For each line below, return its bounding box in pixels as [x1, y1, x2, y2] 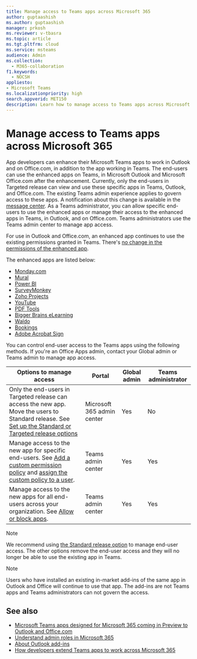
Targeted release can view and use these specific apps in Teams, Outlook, [6, 183, 186, 191]
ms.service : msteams [6, 47, 57, 53]
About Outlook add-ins [14, 640, 70, 647]
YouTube [14, 299, 36, 306]
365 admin [84, 407, 116, 416]
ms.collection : [6, 58, 43, 63]
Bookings [14, 324, 38, 331]
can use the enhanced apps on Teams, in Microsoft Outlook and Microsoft [6, 171, 185, 178]
